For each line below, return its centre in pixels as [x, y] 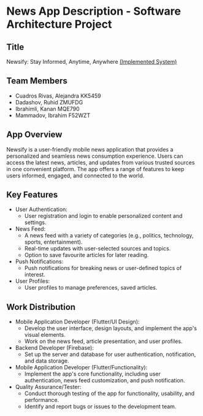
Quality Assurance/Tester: [48, 387]
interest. [35, 275]
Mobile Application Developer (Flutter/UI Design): [77, 322]
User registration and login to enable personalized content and [103, 216]
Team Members [37, 81]
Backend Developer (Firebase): [54, 348]
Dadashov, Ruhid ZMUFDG [49, 102]
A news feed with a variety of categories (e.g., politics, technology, [109, 236]
